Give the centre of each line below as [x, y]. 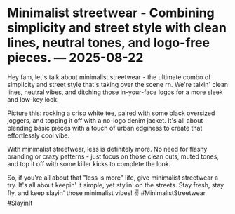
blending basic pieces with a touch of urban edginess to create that [105, 128]
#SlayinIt [20, 203]
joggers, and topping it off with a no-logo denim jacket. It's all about [105, 120]
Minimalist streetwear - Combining [111, 13]
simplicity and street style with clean [117, 28]
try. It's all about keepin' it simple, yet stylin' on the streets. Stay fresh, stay [116, 185]
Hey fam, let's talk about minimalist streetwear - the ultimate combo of [109, 77]
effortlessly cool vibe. [39, 135]
